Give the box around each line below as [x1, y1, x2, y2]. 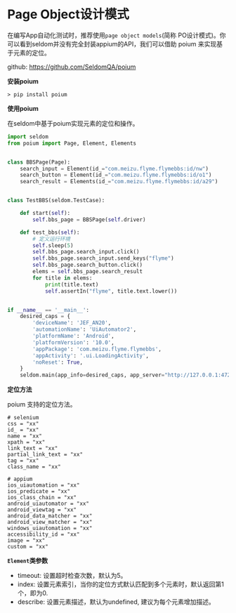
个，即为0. [17, 589, 48, 598]
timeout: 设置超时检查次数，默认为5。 [17, 572, 127, 580]
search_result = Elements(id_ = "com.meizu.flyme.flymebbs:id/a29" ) [20, 178, 218, 185]
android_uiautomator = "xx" [7, 500, 90, 508]
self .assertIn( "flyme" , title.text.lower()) [44, 287, 178, 295]
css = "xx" [7, 421, 39, 428]
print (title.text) [44, 281, 99, 288]
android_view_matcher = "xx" [7, 519, 93, 526]
